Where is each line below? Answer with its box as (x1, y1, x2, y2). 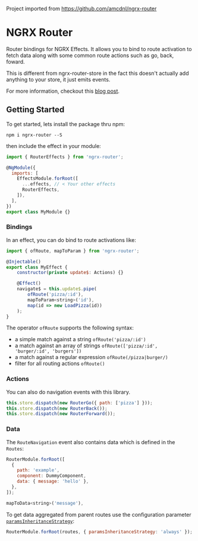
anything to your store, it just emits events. (6, 76, 111, 83)
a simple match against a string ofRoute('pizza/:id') (14, 336, 146, 343)
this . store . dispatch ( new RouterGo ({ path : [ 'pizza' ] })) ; (6, 400, 153, 406)
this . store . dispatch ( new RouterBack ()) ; (6, 405, 108, 411)
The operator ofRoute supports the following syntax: (6, 324, 134, 332)
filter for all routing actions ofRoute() (14, 360, 105, 367)
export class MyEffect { (6, 264, 68, 270)
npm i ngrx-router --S (6, 132, 62, 138)
